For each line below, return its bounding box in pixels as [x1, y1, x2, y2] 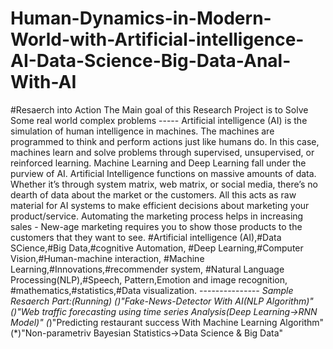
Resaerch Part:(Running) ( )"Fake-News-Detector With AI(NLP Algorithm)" [10, 295, 314, 307]
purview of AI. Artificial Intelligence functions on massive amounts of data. [10, 167, 317, 179]
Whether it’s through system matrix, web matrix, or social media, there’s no [10, 178, 318, 190]
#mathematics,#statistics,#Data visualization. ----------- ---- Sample [10, 284, 294, 296]
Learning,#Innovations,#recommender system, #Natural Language [10, 263, 285, 275]
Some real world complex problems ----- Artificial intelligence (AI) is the [10, 114, 308, 126]
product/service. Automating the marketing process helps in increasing [10, 210, 304, 222]
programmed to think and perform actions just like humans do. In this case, [10, 135, 320, 147]
